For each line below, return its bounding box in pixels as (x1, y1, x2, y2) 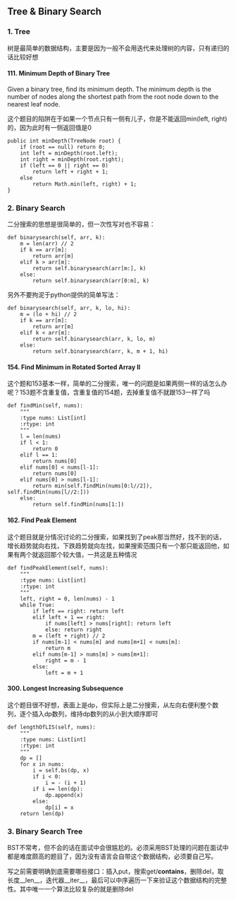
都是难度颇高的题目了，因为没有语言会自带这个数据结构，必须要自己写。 (7, 852, 217, 860)
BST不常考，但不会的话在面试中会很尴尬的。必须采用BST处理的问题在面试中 (7, 844, 229, 852)
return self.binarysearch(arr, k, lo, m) (32, 335, 156, 343)
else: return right (44, 626, 102, 633)
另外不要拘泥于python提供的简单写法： (7, 291, 120, 299)
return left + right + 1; (32, 168, 109, 175)
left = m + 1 (44, 669, 83, 676)
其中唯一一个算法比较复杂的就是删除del (19, 885, 134, 894)
